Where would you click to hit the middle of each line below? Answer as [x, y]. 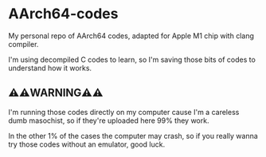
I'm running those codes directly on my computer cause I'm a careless [124, 112]
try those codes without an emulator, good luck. [87, 144]
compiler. [23, 44]
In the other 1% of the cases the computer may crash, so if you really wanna [133, 136]
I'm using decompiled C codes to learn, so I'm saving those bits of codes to [132, 59]
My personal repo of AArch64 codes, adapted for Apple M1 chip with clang [131, 36]
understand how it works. [50, 67]
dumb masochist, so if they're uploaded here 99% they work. [109, 121]
